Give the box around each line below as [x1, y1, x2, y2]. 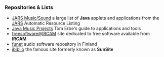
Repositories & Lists [4, 4, 53, 11]
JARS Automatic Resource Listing [11, 20, 80, 26]
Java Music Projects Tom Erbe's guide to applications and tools [11, 26, 141, 31]
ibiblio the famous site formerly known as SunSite [11, 46, 114, 53]
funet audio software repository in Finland [11, 41, 97, 47]
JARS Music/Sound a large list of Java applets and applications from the [11, 15, 160, 21]
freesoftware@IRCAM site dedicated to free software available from [11, 31, 150, 37]
